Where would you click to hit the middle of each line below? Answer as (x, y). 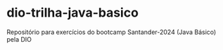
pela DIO (19, 39)
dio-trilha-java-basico (72, 13)
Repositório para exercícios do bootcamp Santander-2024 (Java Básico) (111, 32)
